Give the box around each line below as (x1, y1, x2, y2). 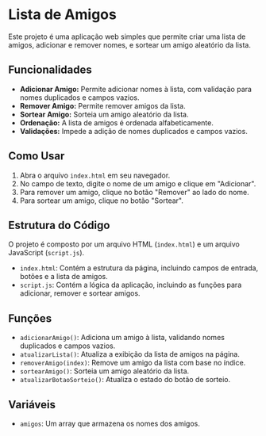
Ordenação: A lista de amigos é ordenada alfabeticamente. (19, 117, 214, 128)
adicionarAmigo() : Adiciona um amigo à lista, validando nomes (19, 333, 225, 342)
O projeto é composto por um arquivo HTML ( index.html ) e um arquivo (8, 239, 240, 249)
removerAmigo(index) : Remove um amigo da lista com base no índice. (19, 358, 246, 368)
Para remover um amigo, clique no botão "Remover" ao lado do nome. (19, 187, 250, 197)
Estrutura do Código (8, 218, 110, 231)
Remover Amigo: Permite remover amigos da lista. (19, 101, 187, 110)
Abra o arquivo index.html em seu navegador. (19, 170, 171, 180)
